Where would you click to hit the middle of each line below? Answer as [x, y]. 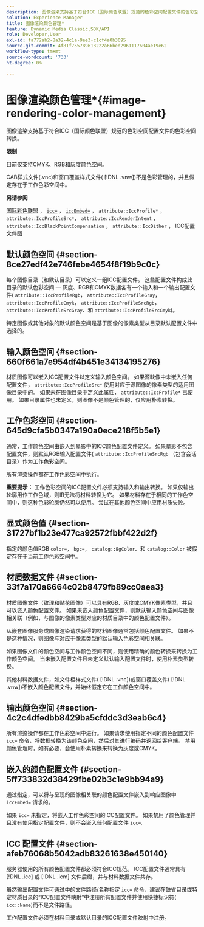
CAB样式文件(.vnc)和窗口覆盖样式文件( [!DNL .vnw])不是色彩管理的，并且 [98, 177]
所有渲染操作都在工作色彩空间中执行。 [54, 474]
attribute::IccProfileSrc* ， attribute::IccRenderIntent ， [83, 218]
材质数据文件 [30, 577]
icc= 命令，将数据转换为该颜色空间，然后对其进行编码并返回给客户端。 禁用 [101, 741]
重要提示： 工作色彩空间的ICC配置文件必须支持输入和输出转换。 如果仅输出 [100, 487]
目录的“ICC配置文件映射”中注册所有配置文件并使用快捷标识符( [99, 897]
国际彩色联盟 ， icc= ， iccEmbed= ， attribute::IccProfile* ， [86, 211]
